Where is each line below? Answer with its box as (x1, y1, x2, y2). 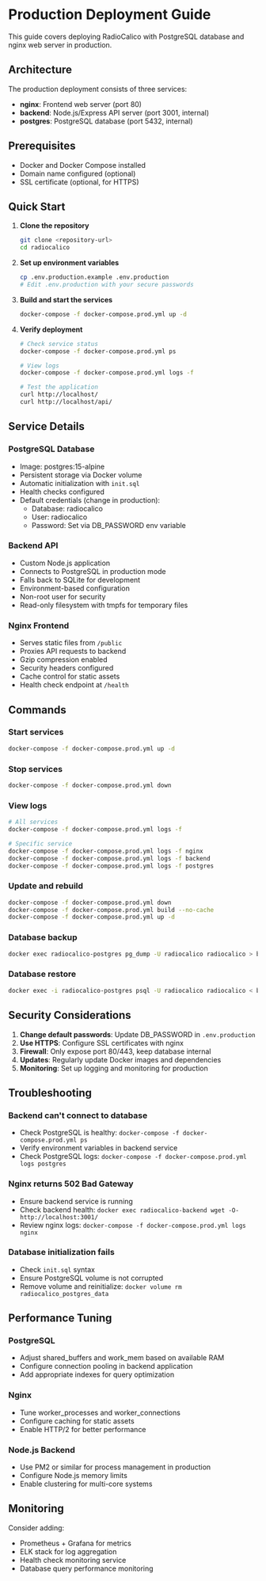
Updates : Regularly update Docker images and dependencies (19, 1055, 222, 1064)
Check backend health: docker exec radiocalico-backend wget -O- (19, 1205, 240, 1214)
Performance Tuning (8, 1312, 112, 1325)
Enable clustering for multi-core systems (19, 1479, 153, 1489)
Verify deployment (19, 325, 83, 334)
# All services (8, 818, 59, 827)
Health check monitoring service (19, 1555, 127, 1564)
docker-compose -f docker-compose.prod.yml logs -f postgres (8, 861, 215, 870)
